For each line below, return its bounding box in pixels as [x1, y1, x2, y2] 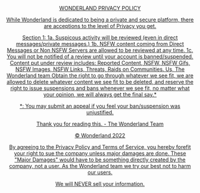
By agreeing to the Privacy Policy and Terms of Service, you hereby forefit [8, 144, 192, 150]
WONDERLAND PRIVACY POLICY [59, 5, 141, 11]
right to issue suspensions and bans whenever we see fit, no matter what [10, 85, 190, 92]
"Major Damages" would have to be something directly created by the [14, 156, 186, 163]
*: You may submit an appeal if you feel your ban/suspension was [20, 102, 180, 110]
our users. [87, 169, 113, 176]
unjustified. [86, 109, 114, 116]
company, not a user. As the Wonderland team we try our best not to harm [8, 163, 191, 169]
